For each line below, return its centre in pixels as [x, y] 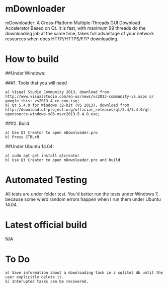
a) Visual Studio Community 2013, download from [57, 92]
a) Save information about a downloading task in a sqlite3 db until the [84, 272]
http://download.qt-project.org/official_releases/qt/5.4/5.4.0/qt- [78, 110]
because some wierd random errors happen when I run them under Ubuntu [83, 199]
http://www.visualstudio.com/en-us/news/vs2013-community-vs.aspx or [80, 96]
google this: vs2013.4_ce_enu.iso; [43, 101]
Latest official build [46, 225]
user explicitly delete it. [35, 277]
